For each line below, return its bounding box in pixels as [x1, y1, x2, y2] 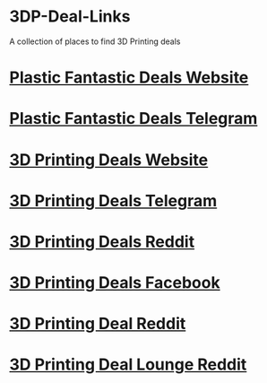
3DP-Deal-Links [9, 6, 131, 27]
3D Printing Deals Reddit [9, 231, 195, 252]
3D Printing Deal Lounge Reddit [9, 354, 247, 375]
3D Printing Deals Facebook [9, 273, 221, 293]
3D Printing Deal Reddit [9, 314, 186, 334]
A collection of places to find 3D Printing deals [9, 36, 181, 47]
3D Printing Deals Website [9, 150, 209, 170]
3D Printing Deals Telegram [9, 190, 218, 211]
